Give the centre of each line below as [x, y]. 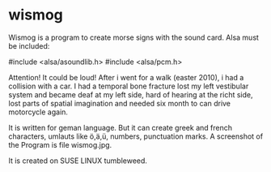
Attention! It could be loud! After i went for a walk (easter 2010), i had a [126, 77]
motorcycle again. [38, 112]
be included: [29, 45]
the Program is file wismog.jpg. [60, 144]
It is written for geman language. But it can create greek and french [121, 127]
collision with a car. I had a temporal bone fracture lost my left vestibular [129, 86]
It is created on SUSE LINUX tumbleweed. [78, 161]
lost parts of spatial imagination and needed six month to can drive [120, 103]
